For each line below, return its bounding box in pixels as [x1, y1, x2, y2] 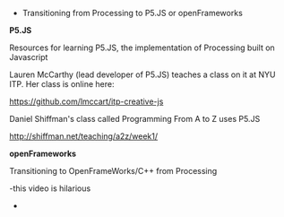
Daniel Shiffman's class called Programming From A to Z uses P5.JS [9, 114, 261, 124]
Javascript [9, 52, 48, 62]
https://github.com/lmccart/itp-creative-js [9, 96, 164, 107]
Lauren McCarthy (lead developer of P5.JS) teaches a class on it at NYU [9, 69, 276, 80]
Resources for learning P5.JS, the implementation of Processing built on [9, 42, 275, 53]
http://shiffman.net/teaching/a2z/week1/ [9, 131, 159, 142]
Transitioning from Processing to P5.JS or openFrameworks [22, 8, 244, 18]
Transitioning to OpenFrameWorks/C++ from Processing [9, 166, 218, 176]
